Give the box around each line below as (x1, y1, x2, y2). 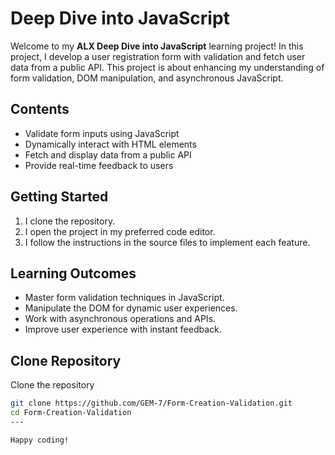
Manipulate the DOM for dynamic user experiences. (24, 302, 238, 314)
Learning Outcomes (10, 265, 137, 282)
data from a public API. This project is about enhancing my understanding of (10, 61, 325, 73)
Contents (10, 101, 70, 118)
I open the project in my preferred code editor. (24, 225, 216, 237)
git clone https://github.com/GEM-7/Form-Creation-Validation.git (10, 398, 293, 409)
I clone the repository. (24, 215, 116, 227)
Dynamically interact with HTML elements (24, 138, 197, 150)
